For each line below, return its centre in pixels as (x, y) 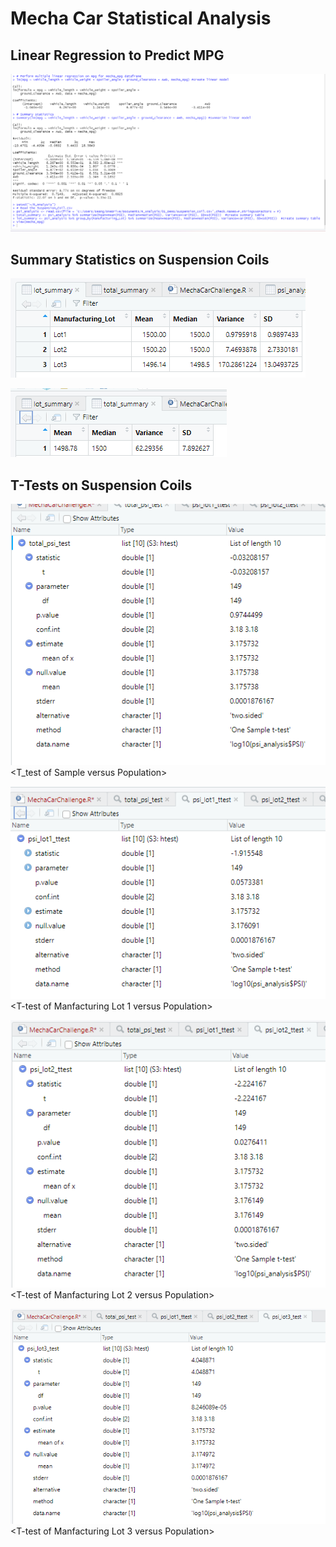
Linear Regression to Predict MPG (117, 55)
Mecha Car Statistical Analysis (141, 18)
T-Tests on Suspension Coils (101, 485)
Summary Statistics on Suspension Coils (140, 259)
